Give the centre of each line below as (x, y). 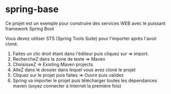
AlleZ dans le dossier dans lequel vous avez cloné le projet (74, 70)
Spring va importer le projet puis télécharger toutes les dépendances (85, 80)
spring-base (32, 9)
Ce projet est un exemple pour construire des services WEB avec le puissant (85, 23)
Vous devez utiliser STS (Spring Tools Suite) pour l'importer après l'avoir (81, 38)
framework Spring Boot (30, 28)
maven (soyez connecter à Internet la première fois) (67, 86)
